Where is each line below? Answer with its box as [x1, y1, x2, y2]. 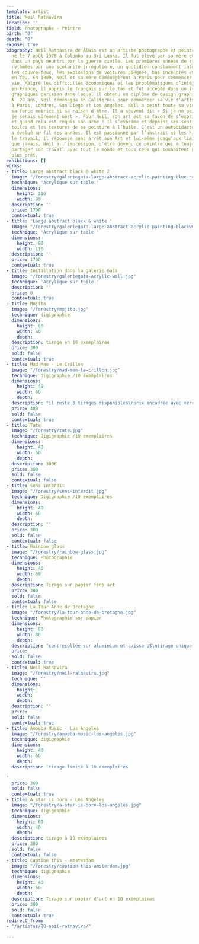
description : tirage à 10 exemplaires [11, 835, 108, 841]
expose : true [6, 42, 38, 48]
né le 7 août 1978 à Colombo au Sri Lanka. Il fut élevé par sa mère [11, 53, 187, 59]
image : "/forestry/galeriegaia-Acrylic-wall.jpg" [11, 273, 136, 279]
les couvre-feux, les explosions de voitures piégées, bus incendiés [11, 69, 187, 75]
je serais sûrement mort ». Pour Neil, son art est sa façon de [11, 113, 174, 119]
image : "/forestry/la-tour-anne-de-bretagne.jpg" [11, 610, 136, 615]
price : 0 [11, 290, 33, 296]
